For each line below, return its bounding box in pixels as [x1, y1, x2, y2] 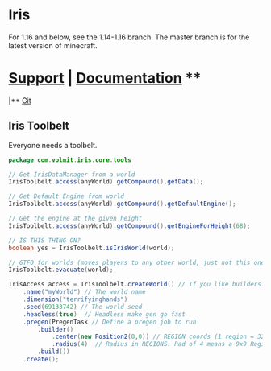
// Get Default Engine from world [8, 192, 125, 200]
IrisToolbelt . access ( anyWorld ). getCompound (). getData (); [8, 178, 204, 186]
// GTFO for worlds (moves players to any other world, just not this [8, 258, 251, 266]
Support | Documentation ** [8, 69, 202, 88]
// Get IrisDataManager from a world [8, 171, 135, 179]
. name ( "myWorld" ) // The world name [23, 288, 147, 296]
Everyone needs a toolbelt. [8, 140, 98, 150]
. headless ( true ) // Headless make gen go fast [23, 310, 186, 319]
